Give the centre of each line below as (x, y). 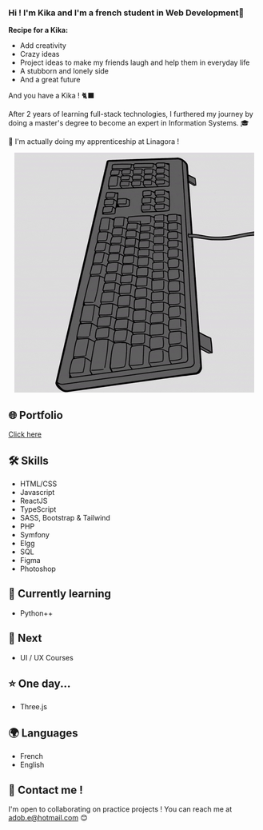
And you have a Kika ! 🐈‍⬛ (52, 96)
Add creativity (43, 46)
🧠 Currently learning (60, 594)
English (32, 765)
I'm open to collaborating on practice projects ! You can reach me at (120, 809)
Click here (25, 434)
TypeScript (38, 509)
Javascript (37, 492)
